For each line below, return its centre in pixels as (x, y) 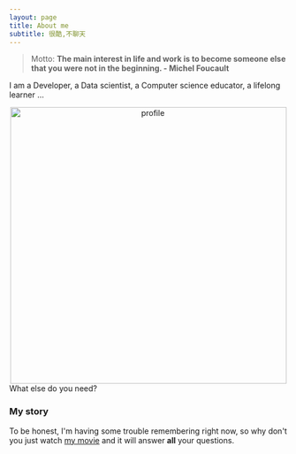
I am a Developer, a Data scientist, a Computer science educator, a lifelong (145, 86)
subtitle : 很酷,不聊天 (48, 34)
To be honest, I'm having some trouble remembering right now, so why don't (148, 431)
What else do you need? (53, 389)
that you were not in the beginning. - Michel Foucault (130, 68)
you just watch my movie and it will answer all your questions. (122, 440)
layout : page (33, 17)
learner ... (27, 95)
